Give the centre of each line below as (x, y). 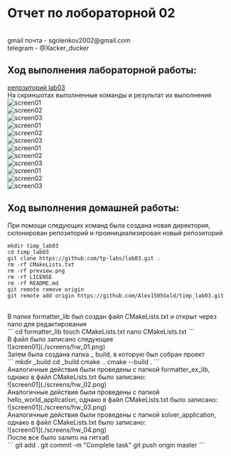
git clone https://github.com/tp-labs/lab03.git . (84, 258)
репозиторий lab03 (36, 88)
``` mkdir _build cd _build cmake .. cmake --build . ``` (84, 361)
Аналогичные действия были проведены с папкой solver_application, (112, 415)
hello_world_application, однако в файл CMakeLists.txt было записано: (113, 399)
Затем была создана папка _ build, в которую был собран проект (106, 354)
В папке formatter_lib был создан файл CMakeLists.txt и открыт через (112, 316)
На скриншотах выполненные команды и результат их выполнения (109, 95)
